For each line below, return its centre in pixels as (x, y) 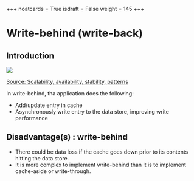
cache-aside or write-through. (53, 171)
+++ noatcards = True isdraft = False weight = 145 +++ (75, 9)
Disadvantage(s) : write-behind (67, 137)
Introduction (30, 56)
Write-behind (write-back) (74, 33)
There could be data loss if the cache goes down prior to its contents (102, 152)
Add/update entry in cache (49, 105)
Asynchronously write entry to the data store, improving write (92, 111)
